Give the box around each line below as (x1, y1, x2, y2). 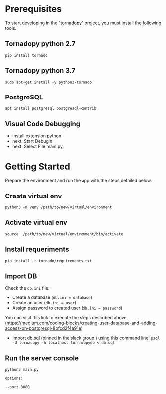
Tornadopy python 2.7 (5, 40, 76, 48)
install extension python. (12, 133, 63, 139)
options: (5, 376, 23, 381)
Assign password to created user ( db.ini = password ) (12, 305, 123, 311)
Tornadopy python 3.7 (5, 66, 76, 75)
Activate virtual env (5, 218, 68, 227)
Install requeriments (5, 245, 69, 254)
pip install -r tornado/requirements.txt (5, 258, 92, 263)
